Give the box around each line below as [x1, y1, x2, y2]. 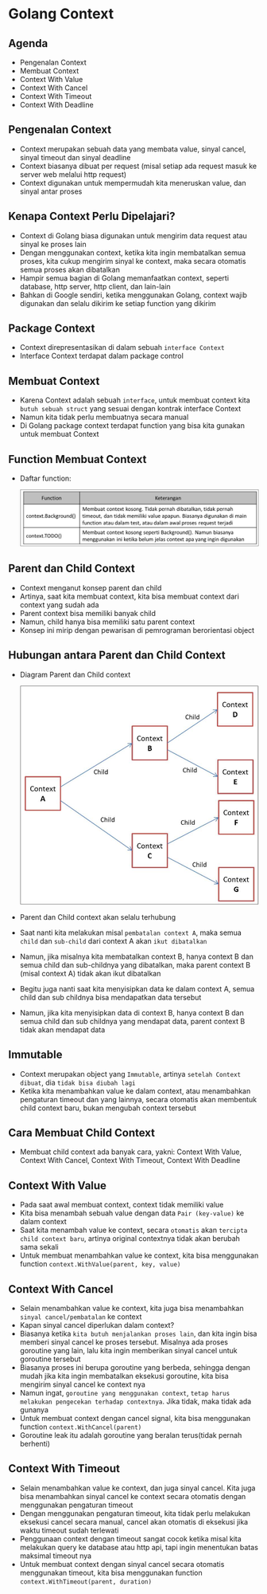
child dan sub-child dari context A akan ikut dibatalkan [19, 936, 207, 945]
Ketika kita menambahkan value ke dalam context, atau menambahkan [19, 1086, 251, 1096]
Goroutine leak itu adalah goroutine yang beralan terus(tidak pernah [19, 1430, 242, 1439]
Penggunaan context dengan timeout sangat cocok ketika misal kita [19, 1533, 242, 1543]
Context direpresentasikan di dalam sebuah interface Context [19, 343, 225, 352]
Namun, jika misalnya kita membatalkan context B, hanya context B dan [19, 952, 254, 961]
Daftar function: [19, 473, 72, 483]
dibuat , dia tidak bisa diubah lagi [19, 1078, 136, 1087]
